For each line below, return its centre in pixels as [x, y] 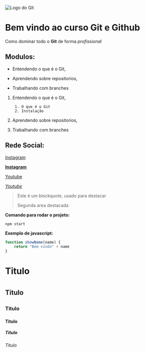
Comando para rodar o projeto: [38, 215]
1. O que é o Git [32, 106]
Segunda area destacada [43, 205]
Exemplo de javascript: [29, 233]
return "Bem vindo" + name [42, 247]
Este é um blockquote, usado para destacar [62, 196]
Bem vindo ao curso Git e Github [72, 28]
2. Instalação [29, 111]
